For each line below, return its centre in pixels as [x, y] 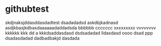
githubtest [27, 9]
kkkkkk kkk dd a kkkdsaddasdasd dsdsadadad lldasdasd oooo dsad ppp [79, 33]
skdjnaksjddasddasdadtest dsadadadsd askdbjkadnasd [62, 23]
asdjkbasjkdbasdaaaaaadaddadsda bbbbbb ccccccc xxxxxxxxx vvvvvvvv [80, 27]
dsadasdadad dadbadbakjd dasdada [43, 38]
